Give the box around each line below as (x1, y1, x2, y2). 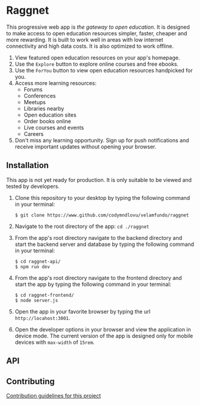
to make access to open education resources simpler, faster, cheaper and (6, 29, 187, 36)
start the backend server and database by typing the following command (14, 240, 195, 248)
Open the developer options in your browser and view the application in (14, 325, 191, 333)
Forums (23, 86, 43, 93)
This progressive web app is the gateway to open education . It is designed (6, 23, 190, 31)
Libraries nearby (23, 105, 64, 112)
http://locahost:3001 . (14, 314, 70, 321)
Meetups (23, 98, 46, 105)
